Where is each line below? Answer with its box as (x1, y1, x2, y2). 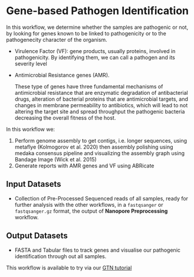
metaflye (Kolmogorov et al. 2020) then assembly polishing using (14, 143, 173, 150)
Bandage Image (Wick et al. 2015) (14, 156, 97, 163)
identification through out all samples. (14, 252, 107, 260)
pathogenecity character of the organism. (6, 36, 107, 43)
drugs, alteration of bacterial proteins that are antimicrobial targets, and (14, 95, 189, 103)
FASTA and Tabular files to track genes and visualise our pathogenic (14, 246, 181, 253)
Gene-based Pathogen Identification (6, 4, 189, 18)
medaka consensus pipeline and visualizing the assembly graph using (14, 149, 185, 157)
